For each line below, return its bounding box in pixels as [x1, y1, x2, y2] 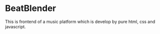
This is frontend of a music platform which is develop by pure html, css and [5, 19, 156, 24]
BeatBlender [5, 3, 57, 14]
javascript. [5, 23, 26, 29]
